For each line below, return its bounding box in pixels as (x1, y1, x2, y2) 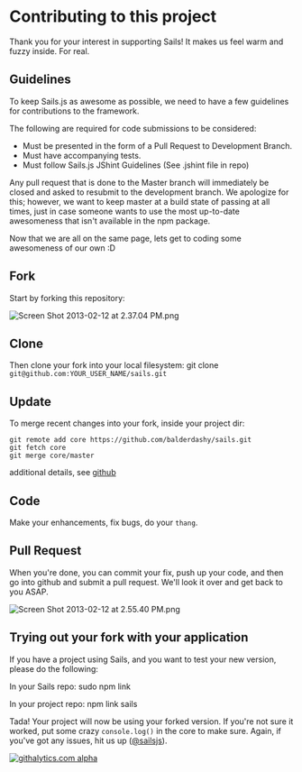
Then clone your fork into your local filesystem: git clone (9, 360, 219, 371)
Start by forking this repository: (9, 292, 125, 303)
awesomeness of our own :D (9, 242, 115, 253)
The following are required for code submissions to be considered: (9, 123, 257, 133)
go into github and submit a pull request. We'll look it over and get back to (9, 576, 284, 587)
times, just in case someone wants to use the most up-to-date (9, 206, 241, 216)
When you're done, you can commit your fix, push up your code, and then (9, 566, 284, 578)
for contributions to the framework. (9, 106, 140, 116)
